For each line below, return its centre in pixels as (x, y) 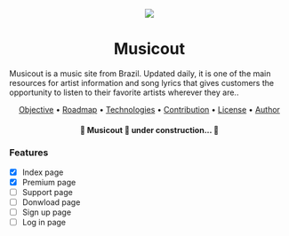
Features (29, 153)
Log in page (44, 223)
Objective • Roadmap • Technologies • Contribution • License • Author (149, 109)
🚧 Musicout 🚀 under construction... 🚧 (149, 130)
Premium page (49, 182)
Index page (43, 172)
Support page (47, 192)
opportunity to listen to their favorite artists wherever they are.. (124, 92)
